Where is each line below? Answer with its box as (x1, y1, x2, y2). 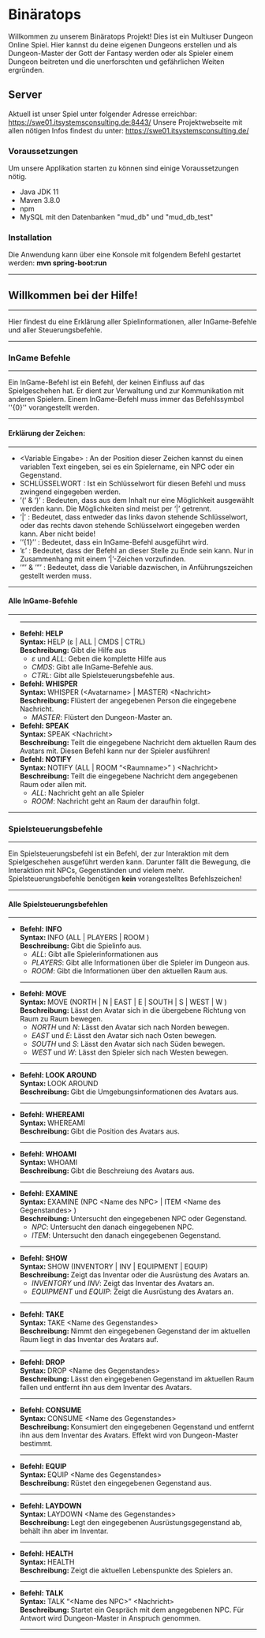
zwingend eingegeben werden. (19, 487, 121, 497)
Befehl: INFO (19, 924, 63, 934)
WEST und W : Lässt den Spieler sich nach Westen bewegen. (31, 1048, 229, 1057)
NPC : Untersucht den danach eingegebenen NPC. (31, 1222, 195, 1232)
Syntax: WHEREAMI (19, 1119, 85, 1128)
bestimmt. (19, 1439, 53, 1449)
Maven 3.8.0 (19, 196, 61, 205)
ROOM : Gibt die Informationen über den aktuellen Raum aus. (31, 966, 229, 976)
